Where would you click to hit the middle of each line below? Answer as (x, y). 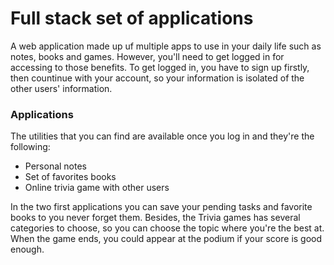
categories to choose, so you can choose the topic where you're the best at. (167, 228)
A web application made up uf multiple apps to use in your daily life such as (166, 46)
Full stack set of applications (132, 18)
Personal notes (56, 166)
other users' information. (61, 88)
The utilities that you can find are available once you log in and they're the (162, 136)
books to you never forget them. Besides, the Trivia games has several (155, 218)
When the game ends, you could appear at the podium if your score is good (166, 239)
